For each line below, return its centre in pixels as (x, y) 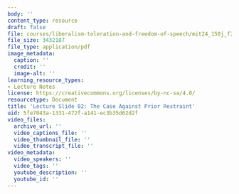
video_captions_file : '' (51, 133)
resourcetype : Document (43, 100)
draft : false (27, 27)
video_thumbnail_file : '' (52, 139)
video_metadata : (31, 153)
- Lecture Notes (31, 87)
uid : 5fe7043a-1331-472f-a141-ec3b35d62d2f (73, 113)
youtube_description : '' (51, 172)
